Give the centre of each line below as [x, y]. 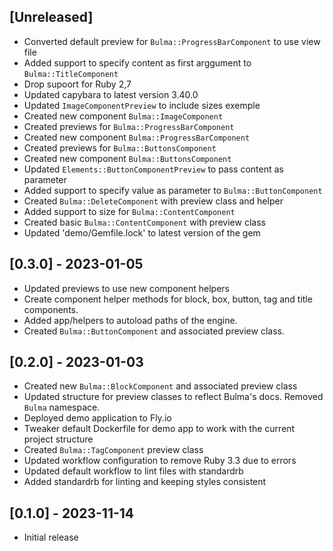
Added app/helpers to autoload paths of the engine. [130, 320]
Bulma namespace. [62, 407]
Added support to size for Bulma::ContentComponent [129, 211]
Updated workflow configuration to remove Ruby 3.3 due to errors [160, 461]
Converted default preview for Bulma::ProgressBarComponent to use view [172, 41]
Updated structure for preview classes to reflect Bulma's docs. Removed [173, 397]
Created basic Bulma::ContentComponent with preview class [144, 222]
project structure [58, 439]
